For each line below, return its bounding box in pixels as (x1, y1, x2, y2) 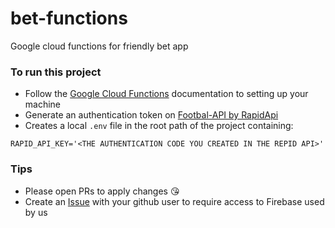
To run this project (10, 65, 102, 79)
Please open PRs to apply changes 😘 (24, 185, 180, 197)
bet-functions (10, 7, 128, 30)
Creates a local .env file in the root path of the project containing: (24, 120, 294, 132)
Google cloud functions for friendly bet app (10, 40, 189, 52)
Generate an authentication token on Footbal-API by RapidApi (24, 109, 279, 121)
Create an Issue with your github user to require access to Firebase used (24, 195, 325, 207)
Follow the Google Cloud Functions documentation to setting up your (24, 88, 309, 100)
